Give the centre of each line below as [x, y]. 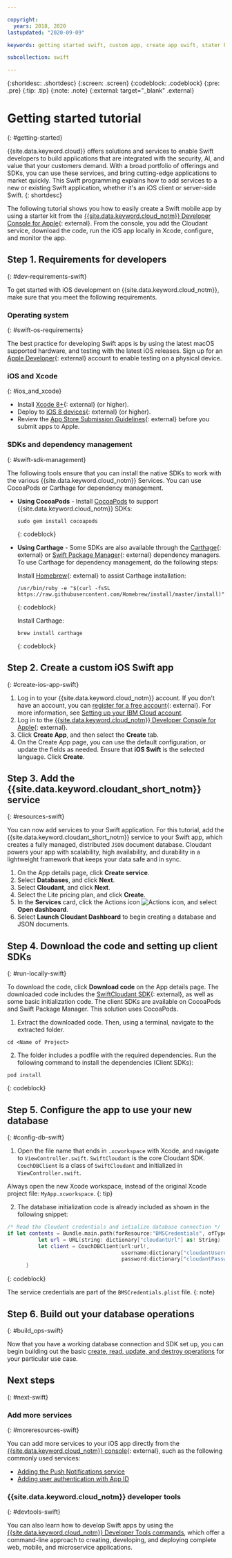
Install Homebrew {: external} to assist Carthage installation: [101, 576]
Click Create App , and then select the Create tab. [88, 735]
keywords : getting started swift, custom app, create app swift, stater [114, 45]
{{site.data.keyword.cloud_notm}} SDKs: [75, 508]
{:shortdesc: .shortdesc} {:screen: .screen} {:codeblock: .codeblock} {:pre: [113, 83]
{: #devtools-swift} [34, 1512]
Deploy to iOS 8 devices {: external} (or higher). [84, 412]
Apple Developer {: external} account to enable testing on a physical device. [115, 358]
